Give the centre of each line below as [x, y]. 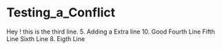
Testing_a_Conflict [61, 13]
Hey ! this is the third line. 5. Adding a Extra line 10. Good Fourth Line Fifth [111, 32]
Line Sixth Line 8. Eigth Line [46, 38]
